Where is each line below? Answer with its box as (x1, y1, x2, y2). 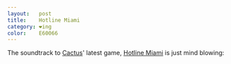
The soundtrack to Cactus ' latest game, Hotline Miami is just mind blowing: (7, 49, 225, 57)
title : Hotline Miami (7, 17, 80, 24)
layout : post (7, 10, 52, 17)
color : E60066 (7, 29, 58, 37)
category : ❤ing (7, 23, 52, 30)
